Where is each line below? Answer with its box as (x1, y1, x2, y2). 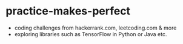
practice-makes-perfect (5, 4, 131, 18)
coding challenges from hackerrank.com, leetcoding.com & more (14, 24, 177, 31)
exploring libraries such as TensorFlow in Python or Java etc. (14, 30, 167, 37)
